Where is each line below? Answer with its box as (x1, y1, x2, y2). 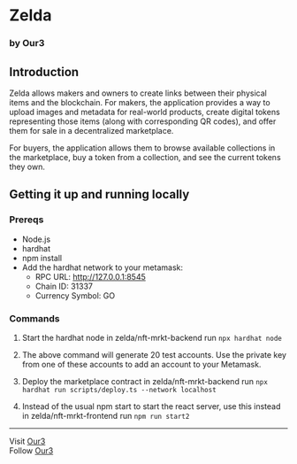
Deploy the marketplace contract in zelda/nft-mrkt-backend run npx (21, 375, 268, 386)
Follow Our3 (9, 445, 54, 456)
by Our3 (9, 37, 45, 50)
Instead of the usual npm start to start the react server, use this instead (21, 400, 281, 412)
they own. (9, 161, 46, 172)
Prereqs (9, 213, 44, 226)
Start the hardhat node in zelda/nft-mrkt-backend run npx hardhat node (21, 332, 283, 343)
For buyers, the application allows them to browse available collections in (9, 143, 276, 153)
